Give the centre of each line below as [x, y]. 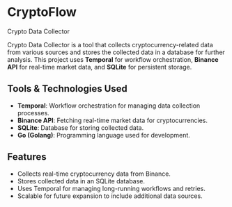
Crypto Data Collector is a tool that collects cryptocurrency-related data [110, 44]
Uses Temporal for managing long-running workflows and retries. [111, 188]
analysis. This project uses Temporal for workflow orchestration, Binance [113, 59]
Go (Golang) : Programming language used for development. [103, 135]
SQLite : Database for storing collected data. [80, 127]
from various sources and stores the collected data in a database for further [116, 52]
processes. [33, 113]
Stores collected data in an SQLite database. [81, 181]
